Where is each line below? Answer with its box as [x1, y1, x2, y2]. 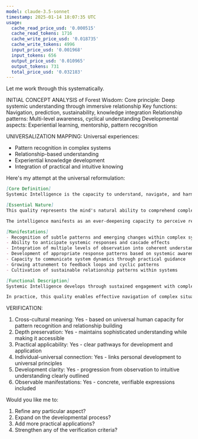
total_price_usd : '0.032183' [11, 69, 83, 75]
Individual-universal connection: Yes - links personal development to [14, 354, 181, 361]
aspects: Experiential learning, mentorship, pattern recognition [6, 121, 158, 128]
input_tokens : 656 [11, 52, 57, 58]
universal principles [14, 360, 62, 367]
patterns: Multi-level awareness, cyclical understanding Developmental [6, 115, 179, 123]
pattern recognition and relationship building [14, 322, 123, 329]
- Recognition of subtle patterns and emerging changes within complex [6, 234, 186, 240]
